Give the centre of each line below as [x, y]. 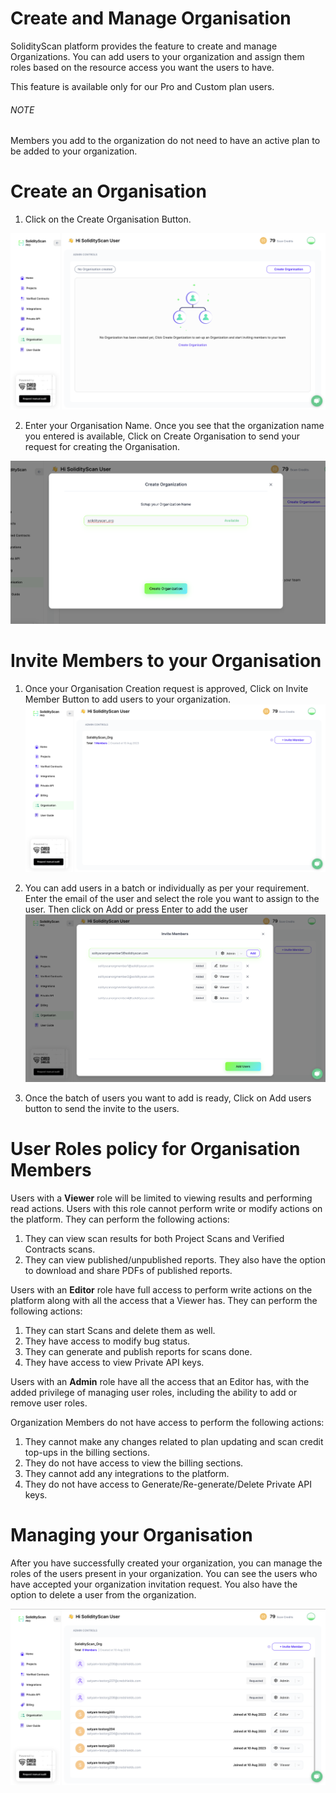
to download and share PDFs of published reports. [128, 1270]
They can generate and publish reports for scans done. [138, 1351]
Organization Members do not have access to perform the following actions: [167, 1422]
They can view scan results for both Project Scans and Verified [154, 1238]
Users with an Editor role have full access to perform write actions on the [161, 1289]
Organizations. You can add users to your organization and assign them [157, 56]
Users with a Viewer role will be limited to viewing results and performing [161, 1198]
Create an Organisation [108, 191]
